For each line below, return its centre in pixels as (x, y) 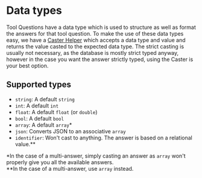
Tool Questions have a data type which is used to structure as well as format (101, 27)
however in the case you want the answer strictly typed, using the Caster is (100, 59)
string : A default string (45, 99)
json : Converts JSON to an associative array (70, 131)
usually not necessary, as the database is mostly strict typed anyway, (93, 52)
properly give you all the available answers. (60, 162)
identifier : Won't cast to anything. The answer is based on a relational (104, 138)
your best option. (27, 65)
